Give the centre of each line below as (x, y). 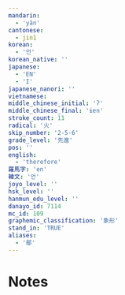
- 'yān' (28, 23)
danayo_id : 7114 (35, 206)
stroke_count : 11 (37, 118)
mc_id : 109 (26, 214)
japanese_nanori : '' (42, 89)
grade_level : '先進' (40, 140)
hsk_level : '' (31, 191)
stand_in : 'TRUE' (37, 228)
